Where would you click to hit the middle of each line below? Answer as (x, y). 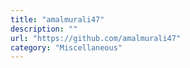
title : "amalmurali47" (57, 19)
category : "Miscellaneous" (66, 47)
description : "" (44, 29)
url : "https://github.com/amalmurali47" (96, 38)
